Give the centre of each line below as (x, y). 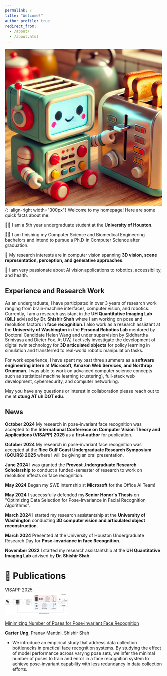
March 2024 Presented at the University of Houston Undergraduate (75, 535)
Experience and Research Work (55, 291)
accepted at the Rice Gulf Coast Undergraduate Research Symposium (78, 450)
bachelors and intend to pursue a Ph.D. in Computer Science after (73, 240)
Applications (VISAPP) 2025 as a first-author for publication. (69, 435)
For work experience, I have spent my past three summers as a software (80, 360)
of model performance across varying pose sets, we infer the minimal (83, 653)
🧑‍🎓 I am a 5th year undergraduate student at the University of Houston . (79, 225)
